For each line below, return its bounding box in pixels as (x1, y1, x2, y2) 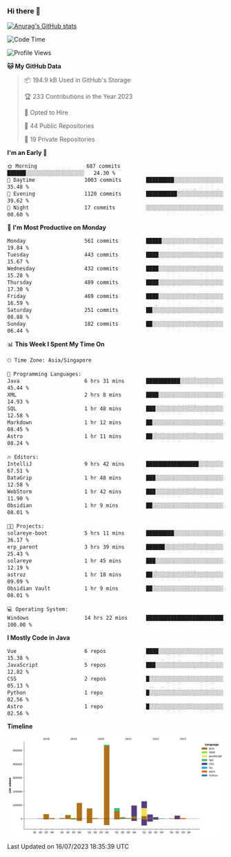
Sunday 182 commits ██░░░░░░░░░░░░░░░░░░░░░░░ (7, 321, 224, 328)
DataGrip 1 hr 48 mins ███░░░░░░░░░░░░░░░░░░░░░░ (7, 474, 224, 481)
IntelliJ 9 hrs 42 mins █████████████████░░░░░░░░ (7, 461, 224, 468)
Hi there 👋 (7, 6, 41, 16)
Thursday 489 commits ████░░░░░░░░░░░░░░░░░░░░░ (7, 279, 224, 286)
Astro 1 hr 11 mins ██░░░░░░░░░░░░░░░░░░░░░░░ (7, 433, 224, 440)
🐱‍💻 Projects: (7, 523, 45, 530)
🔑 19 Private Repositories (23, 135, 95, 144)
